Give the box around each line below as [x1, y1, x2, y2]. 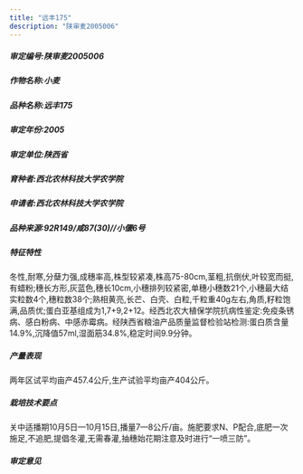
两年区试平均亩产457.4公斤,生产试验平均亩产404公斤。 [9, 374, 214, 385]
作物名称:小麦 [9, 75, 61, 86]
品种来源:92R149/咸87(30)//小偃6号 [9, 223, 146, 233]
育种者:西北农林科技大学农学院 [9, 173, 124, 184]
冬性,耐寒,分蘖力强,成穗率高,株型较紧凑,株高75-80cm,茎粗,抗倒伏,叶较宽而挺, [9, 271, 294, 282]
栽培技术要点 [9, 397, 57, 408]
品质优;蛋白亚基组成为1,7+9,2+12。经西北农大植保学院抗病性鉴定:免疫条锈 [19, 305, 295, 317]
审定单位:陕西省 [9, 148, 68, 159]
